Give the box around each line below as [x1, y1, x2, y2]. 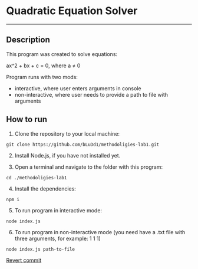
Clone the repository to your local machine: [14, 130, 120, 137]
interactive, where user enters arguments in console [14, 84, 141, 92]
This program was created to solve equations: [6, 50, 118, 57]
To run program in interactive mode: [14, 206, 102, 214]
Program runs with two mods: [6, 73, 78, 80]
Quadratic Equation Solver [6, 4, 138, 18]
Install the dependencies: [14, 185, 77, 192]
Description [6, 35, 50, 45]
